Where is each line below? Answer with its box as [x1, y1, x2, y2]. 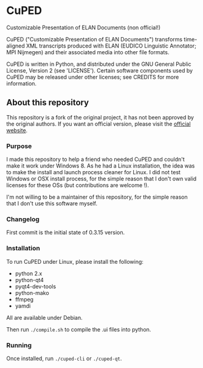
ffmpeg [15, 295, 34, 303]
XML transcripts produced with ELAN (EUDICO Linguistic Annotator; [26, 42, 196, 49]
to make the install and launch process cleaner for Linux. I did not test [6, 169, 181, 176]
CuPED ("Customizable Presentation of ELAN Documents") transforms [6, 35, 183, 43]
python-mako [15, 289, 50, 296]
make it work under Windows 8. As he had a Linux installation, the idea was [6, 162, 195, 169]
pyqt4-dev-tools [15, 283, 57, 290]
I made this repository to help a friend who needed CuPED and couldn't [6, 156, 185, 163]
